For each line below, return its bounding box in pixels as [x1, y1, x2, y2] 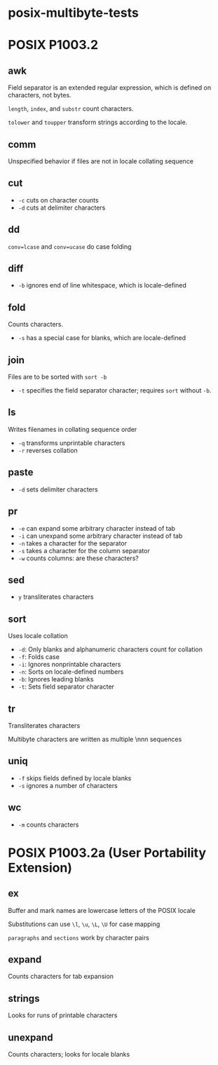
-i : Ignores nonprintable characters [18, 660, 121, 669]
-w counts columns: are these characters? [18, 554, 139, 562]
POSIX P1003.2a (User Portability [8, 845, 206, 860]
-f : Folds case [18, 653, 60, 661]
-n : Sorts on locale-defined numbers [18, 667, 124, 676]
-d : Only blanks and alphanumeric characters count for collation [18, 645, 203, 653]
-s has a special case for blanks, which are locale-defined [18, 334, 186, 342]
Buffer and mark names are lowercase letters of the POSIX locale [8, 906, 196, 914]
